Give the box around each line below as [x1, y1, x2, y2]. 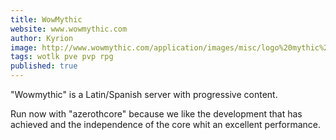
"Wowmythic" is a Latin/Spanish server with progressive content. [10, 89, 278, 100]
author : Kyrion [10, 33, 74, 43]
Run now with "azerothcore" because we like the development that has [10, 108, 303, 120]
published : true [10, 61, 78, 71]
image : [10, 42, 38, 53]
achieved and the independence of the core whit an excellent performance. [10, 119, 322, 130]
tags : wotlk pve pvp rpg [10, 52, 114, 62]
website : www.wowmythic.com [10, 24, 128, 34]
